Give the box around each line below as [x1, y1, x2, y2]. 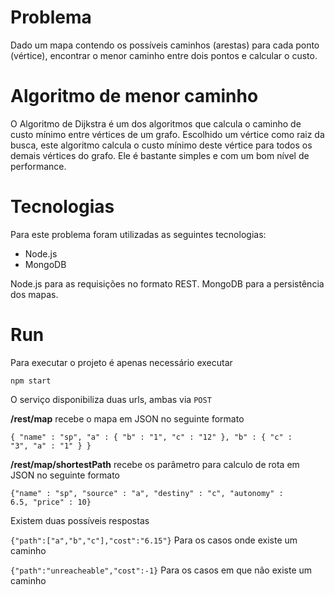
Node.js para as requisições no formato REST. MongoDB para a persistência [10, 277, 325, 290]
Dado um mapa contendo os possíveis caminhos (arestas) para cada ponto [10, 39, 320, 51]
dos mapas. [10, 288, 59, 300]
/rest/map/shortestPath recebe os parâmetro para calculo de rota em [10, 458, 300, 470]
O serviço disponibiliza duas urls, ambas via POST [10, 393, 212, 405]
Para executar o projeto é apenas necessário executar [10, 356, 233, 368]
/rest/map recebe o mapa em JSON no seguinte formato [10, 412, 245, 425]
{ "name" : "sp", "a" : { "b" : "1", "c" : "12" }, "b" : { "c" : [10, 432, 293, 442]
